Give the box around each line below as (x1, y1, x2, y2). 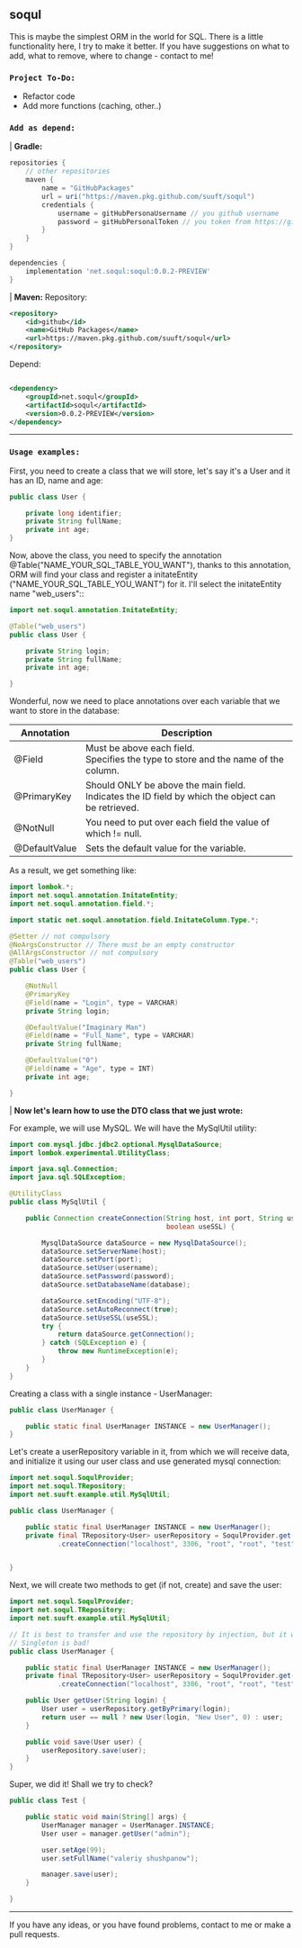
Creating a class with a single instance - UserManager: (9, 1388, 213, 1399)
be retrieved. (84, 801, 139, 814)
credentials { (41, 200, 94, 210)
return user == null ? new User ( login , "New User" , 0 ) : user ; (41, 1712, 284, 1722)
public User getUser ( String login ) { (25, 1696, 167, 1705)
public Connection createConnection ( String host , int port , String (25, 1213, 283, 1222)
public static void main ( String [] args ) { (25, 1813, 187, 1822)
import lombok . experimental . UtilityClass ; (9, 1148, 171, 1158)
